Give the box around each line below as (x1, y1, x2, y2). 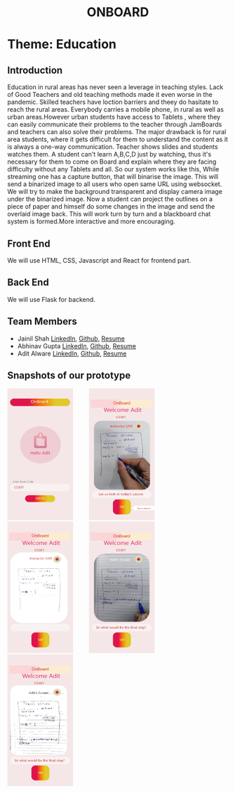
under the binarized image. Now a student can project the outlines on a (7, 195, 213, 204)
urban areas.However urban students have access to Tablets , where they (7, 113, 221, 122)
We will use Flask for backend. (7, 295, 96, 303)
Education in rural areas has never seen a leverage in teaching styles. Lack (7, 83, 224, 91)
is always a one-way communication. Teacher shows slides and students (7, 143, 219, 151)
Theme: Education (7, 37, 117, 53)
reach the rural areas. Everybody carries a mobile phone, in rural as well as (7, 105, 224, 114)
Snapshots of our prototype (7, 369, 131, 381)
